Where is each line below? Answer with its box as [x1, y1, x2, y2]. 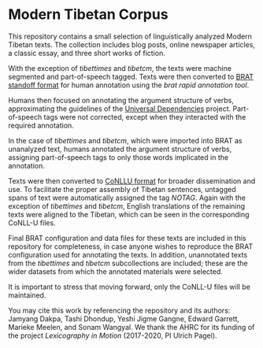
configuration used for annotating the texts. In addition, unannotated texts [8, 250, 248, 259]
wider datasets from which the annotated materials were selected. [8, 266, 223, 276]
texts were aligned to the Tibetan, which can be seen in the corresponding [8, 209, 250, 219]
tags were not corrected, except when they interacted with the [43, 112, 246, 121]
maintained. [8, 290, 46, 300]
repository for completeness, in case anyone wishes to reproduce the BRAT [8, 242, 254, 251]
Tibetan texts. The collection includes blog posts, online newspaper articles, [8, 39, 256, 49]
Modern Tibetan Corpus [8, 6, 169, 24]
